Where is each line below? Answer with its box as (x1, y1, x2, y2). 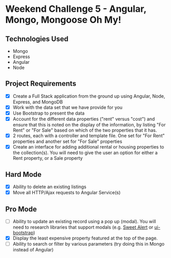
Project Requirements (5, 79, 77, 88)
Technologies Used (5, 34, 68, 43)
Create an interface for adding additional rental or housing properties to (12, 144, 164, 150)
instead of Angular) (12, 247, 54, 253)
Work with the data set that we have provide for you (12, 104, 123, 110)
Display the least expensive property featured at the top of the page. (12, 235, 158, 241)
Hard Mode (5, 170, 42, 179)
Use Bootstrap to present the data (12, 110, 85, 116)
